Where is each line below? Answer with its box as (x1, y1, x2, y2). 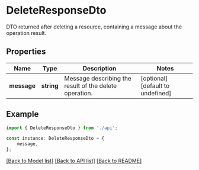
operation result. (6, 29, 46, 36)
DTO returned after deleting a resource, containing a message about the (6, 23, 182, 30)
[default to (140, 81, 170, 89)
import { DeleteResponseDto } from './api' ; (6, 125, 118, 131)
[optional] (140, 74, 168, 82)
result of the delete (64, 81, 117, 89)
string (41, 81, 59, 89)
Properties (6, 47, 46, 57)
